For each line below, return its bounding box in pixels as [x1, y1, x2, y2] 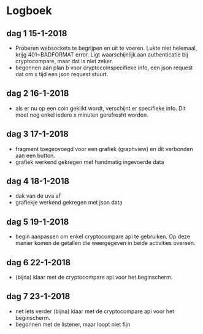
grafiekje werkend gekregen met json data [15, 199, 123, 206]
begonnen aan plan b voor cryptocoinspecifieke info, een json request [15, 64, 193, 71]
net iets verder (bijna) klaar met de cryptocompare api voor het [15, 308, 175, 315]
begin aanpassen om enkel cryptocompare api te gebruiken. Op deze [15, 233, 191, 240]
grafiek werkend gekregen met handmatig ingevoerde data [15, 158, 164, 166]
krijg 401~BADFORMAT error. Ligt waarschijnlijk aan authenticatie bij [15, 51, 188, 58]
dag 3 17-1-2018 [6, 129, 69, 139]
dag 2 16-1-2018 [6, 88, 69, 99]
